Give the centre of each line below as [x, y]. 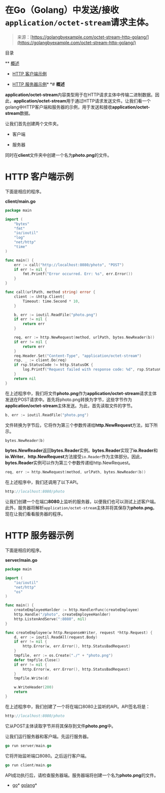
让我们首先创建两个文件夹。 [33, 123]
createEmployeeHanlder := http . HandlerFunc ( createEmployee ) [77, 610]
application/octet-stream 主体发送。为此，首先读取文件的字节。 [70, 405]
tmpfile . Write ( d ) [32, 679]
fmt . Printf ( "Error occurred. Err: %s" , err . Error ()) [78, 274]
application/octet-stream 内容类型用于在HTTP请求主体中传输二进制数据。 [80, 95]
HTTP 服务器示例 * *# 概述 [38, 84]
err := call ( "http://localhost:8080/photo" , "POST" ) [69, 265]
